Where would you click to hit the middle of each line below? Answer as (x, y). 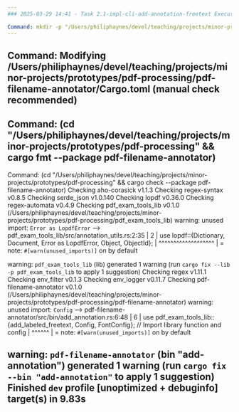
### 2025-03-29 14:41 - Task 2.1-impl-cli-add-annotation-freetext (110, 14)
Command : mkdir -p (34, 27)
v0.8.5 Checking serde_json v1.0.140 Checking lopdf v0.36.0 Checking (111, 197)
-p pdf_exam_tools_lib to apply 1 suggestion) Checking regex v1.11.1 (107, 272)
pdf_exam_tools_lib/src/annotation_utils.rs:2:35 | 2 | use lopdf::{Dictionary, (116, 235)
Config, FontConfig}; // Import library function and (148, 324)
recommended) (42, 100)
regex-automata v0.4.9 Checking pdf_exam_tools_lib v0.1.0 (94, 205)
